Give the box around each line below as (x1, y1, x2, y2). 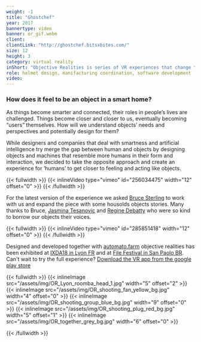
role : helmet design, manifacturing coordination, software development (6, 70, 191, 76)
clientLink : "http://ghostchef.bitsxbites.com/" (6, 42, 130, 48)
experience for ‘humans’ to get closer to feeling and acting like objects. (6, 165, 181, 172)
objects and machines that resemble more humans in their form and (6, 152, 173, 159)
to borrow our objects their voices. (6, 213, 92, 221)
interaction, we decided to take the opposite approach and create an (6, 158, 175, 166)
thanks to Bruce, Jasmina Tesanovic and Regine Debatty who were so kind (6, 207, 190, 214)
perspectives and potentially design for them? (6, 128, 120, 135)
